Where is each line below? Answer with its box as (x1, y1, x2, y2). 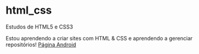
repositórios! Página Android (5, 41, 76, 48)
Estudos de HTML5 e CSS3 (5, 23, 73, 30)
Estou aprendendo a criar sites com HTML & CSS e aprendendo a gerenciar (5, 34, 193, 42)
